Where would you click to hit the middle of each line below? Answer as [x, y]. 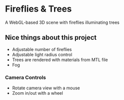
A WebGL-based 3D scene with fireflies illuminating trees [62, 22]
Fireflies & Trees [38, 9]
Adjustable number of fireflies [42, 49]
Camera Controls [26, 77]
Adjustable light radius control [42, 54]
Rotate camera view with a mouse [46, 88]
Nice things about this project [51, 38]
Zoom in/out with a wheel [37, 93]
